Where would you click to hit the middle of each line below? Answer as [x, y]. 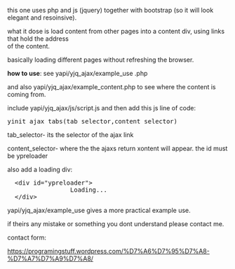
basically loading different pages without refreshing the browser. [101, 60]
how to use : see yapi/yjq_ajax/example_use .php [78, 73]
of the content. [29, 46]
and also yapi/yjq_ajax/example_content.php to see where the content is [112, 87]
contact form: [27, 237]
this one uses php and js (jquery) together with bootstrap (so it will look [110, 10]
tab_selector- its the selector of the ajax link [70, 135]
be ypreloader [28, 156]
